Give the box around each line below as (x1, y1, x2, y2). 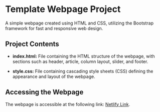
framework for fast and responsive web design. (5, 25, 103, 31)
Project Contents (5, 40, 59, 48)
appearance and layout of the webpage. (12, 73, 95, 79)
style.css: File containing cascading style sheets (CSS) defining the (12, 68, 153, 74)
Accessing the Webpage (5, 88, 84, 96)
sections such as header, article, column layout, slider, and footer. (12, 58, 148, 64)
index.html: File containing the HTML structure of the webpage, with (12, 53, 155, 59)
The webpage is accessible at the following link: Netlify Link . (5, 101, 130, 107)
